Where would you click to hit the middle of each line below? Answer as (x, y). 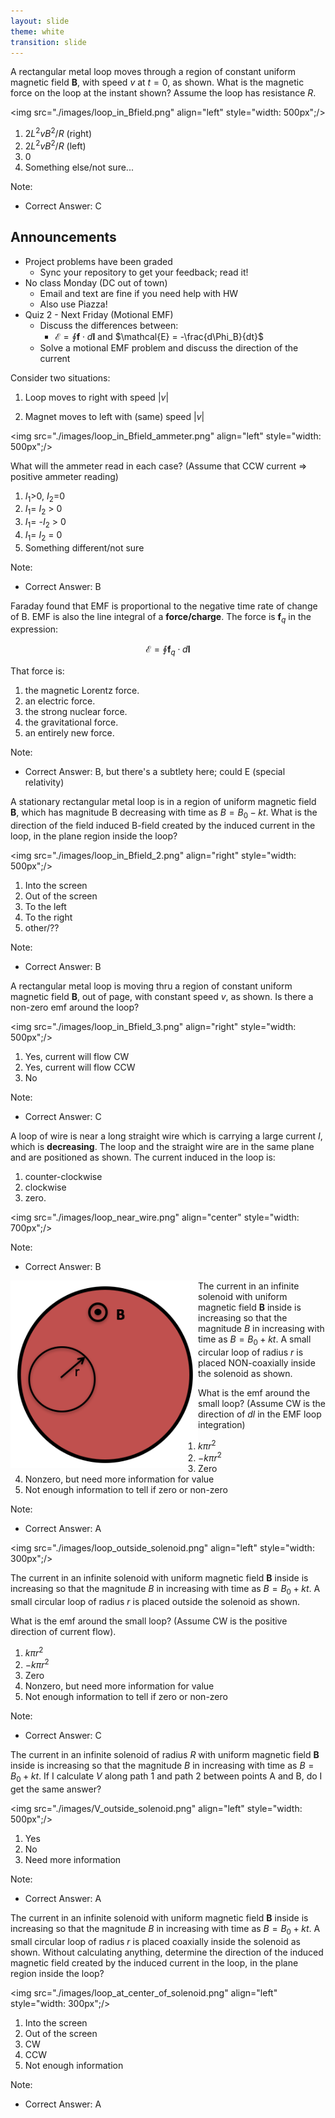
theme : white (37, 31)
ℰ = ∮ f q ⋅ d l (168, 650)
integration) (222, 1424)
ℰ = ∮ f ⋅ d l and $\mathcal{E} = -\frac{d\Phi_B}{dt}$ (159, 336)
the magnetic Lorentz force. (82, 691)
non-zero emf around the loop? (75, 1007)
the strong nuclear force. (76, 712)
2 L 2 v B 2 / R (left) (55, 145)
